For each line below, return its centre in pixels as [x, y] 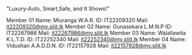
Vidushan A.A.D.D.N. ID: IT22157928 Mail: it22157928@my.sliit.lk [86, 45]
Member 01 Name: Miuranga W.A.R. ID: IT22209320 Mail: [78, 20]
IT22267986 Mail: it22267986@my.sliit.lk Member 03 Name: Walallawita [96, 33]
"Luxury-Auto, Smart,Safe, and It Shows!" [58, 9]
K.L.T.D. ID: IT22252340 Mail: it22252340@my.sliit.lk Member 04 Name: [96, 39]
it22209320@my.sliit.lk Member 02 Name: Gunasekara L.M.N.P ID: [89, 27]
